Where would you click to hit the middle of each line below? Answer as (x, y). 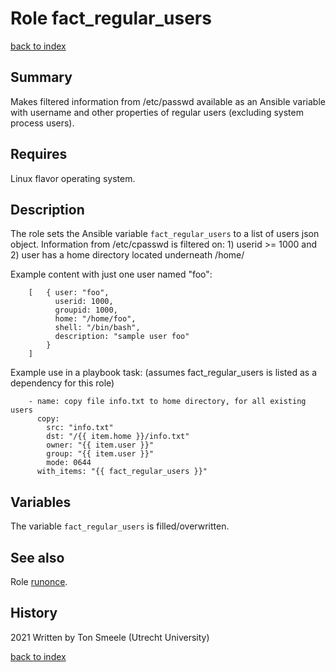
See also (37, 557)
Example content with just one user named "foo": (111, 274)
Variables (41, 502)
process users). (42, 123)
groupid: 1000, (86, 310)
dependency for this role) (62, 383)
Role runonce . (39, 581)
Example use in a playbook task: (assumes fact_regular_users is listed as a (163, 373)
